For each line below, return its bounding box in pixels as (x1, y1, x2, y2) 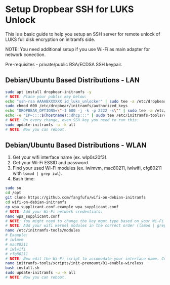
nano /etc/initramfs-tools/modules (5, 228, 80, 233)
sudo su (5, 185, 22, 191)
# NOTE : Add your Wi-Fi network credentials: (5, 209, 103, 214)
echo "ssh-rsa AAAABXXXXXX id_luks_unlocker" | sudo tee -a (5, 99, 135, 104)
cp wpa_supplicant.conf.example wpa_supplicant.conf (5, 204, 119, 209)
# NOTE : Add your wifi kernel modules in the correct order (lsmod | (5, 223, 155, 228)
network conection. (5, 52, 46, 58)
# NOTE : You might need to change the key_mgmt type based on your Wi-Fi (5, 218, 164, 223)
